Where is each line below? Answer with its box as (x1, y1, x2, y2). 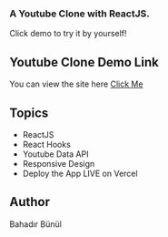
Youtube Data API (22, 149, 89, 160)
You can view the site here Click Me (9, 78, 143, 89)
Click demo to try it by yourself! (9, 28, 127, 39)
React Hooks (22, 139, 71, 149)
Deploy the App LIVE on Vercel (22, 168, 138, 179)
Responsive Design (22, 158, 95, 169)
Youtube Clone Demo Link (9, 54, 159, 70)
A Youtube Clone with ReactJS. (9, 7, 150, 20)
